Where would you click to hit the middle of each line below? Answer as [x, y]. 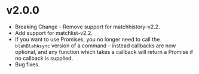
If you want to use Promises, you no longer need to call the [87, 39]
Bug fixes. [27, 64]
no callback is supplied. [44, 58]
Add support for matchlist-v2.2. [53, 33]
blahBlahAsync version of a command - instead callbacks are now [95, 46]
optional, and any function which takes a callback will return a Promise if [104, 52]
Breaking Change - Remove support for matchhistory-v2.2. [87, 27]
